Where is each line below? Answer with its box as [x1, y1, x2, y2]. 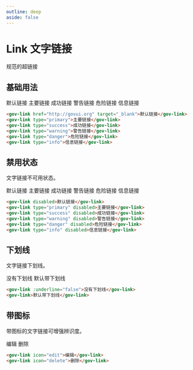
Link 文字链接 [6, 42, 72, 56]
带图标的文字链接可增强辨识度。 [6, 327, 85, 335]
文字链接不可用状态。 [6, 175, 59, 182]
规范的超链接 [6, 63, 38, 70]
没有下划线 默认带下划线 [6, 275, 66, 282]
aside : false [6, 14, 39, 20]
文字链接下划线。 [6, 262, 48, 269]
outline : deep [6, 8, 42, 15]
